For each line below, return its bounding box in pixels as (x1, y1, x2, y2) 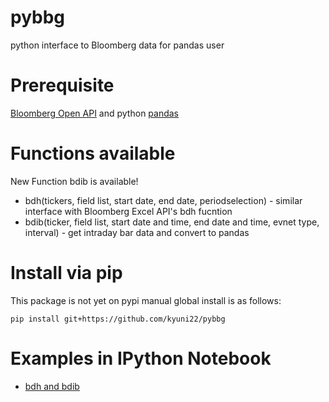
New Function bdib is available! (10, 175, 139, 187)
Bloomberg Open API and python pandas (10, 107, 180, 119)
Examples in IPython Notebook (10, 347, 272, 370)
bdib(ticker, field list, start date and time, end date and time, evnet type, (24, 216, 320, 228)
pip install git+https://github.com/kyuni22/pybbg (10, 314, 226, 324)
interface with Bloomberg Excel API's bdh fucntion (24, 205, 233, 217)
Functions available (10, 142, 176, 165)
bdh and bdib (24, 380, 80, 392)
